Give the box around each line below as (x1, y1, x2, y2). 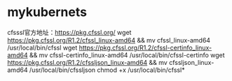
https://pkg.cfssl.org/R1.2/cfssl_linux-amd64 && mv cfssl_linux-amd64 (7, 36, 211, 44)
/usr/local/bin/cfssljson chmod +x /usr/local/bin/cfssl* (29, 66, 185, 74)
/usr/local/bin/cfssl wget (7, 43, 78, 52)
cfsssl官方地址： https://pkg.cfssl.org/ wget (7, 28, 132, 36)
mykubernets (7, 4, 88, 20)
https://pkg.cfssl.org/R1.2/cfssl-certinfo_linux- (79, 43, 212, 52)
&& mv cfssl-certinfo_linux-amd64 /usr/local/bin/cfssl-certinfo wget (29, 50, 226, 59)
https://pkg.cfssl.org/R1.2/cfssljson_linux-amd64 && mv (7, 58, 168, 66)
